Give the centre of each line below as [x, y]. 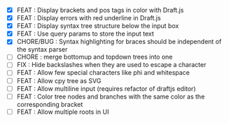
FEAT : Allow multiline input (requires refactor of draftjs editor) [106, 88]
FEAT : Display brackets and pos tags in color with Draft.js [100, 10]
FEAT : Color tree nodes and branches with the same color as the [111, 96]
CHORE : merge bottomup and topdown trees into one [95, 57]
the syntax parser [42, 50]
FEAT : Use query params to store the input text [85, 34]
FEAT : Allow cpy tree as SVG [59, 80]
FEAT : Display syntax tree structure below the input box [98, 26]
